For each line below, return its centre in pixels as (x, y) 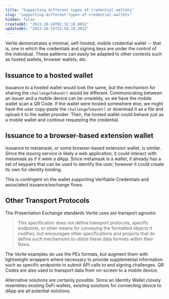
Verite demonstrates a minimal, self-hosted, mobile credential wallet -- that (83, 43)
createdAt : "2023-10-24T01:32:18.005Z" (47, 24)
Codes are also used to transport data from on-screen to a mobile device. (82, 270)
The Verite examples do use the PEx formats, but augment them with (77, 254)
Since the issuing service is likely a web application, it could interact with (81, 153)
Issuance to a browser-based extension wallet (79, 136)
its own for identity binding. (34, 169)
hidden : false (20, 19)
